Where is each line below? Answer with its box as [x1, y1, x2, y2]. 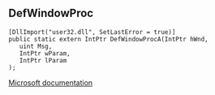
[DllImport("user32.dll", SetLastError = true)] [8, 28, 176, 36]
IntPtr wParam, [19, 49, 71, 58]
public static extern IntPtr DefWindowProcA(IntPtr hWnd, [8, 35, 209, 43]
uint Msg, [19, 42, 53, 50]
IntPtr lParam [19, 56, 67, 64]
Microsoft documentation [8, 77, 93, 88]
